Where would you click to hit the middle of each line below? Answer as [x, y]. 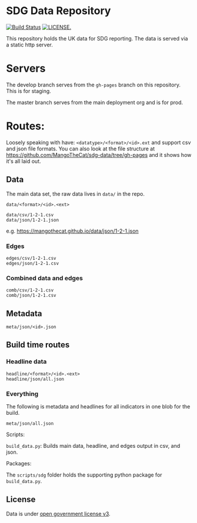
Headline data [26, 361]
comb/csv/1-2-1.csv [30, 290]
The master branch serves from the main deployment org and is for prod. [95, 102]
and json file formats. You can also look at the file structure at [81, 149]
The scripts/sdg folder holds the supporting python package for [84, 475]
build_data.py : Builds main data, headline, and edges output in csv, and [93, 446]
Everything [22, 394]
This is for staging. [29, 91]
